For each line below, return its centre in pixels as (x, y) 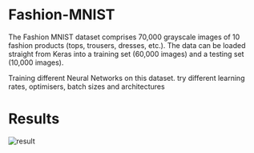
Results (34, 119)
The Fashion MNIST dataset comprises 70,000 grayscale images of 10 (124, 37)
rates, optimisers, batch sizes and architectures (87, 87)
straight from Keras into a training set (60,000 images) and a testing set (126, 54)
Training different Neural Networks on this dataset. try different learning (127, 78)
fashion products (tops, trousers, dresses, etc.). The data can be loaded (127, 45)
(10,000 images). (36, 62)
